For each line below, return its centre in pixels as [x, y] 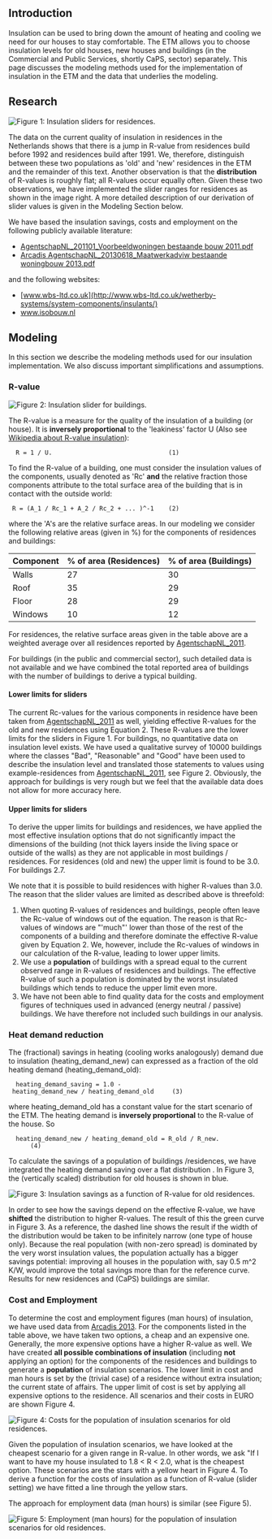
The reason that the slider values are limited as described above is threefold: [136, 895]
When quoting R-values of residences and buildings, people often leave [140, 910]
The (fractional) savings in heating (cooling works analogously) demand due [136, 1052]
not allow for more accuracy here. [65, 790]
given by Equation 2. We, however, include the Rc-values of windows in [140, 945]
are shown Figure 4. [42, 1404]
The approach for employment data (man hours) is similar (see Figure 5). [130, 1503]
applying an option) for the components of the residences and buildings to [133, 1361]
